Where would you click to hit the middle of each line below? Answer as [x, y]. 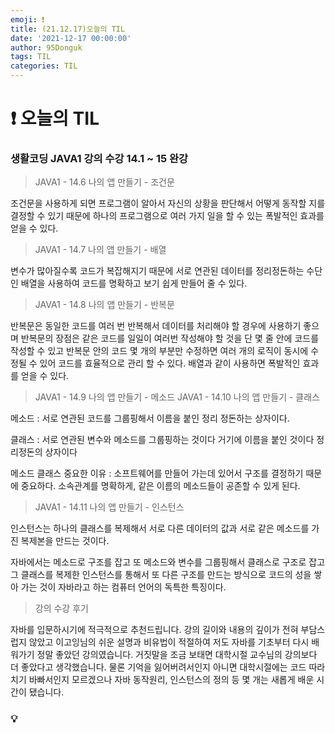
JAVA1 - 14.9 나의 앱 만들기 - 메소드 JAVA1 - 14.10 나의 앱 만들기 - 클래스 [177, 397]
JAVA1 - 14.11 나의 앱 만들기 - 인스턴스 [109, 507]
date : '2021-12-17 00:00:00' [71, 38]
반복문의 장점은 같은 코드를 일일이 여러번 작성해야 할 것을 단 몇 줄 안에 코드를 [170, 338]
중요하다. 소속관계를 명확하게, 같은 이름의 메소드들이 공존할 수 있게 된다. [160, 486]
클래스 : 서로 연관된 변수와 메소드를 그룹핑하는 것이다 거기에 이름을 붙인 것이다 [162, 440]
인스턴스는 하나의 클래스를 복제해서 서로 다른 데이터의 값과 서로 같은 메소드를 [160, 528]
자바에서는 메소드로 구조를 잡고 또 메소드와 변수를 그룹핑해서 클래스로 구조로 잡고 [168, 562]
